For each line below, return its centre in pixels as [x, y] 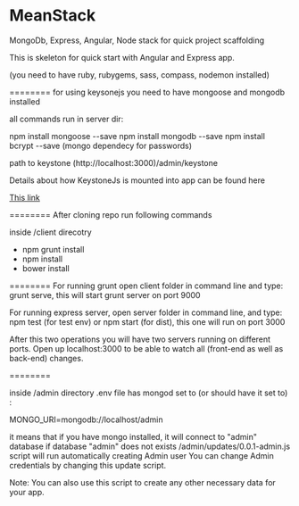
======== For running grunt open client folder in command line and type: [146, 286]
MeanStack [53, 16]
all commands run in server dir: [66, 119]
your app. [27, 492]
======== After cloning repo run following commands [111, 214]
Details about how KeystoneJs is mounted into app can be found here [137, 180]
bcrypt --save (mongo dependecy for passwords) [101, 145]
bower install [46, 268]
